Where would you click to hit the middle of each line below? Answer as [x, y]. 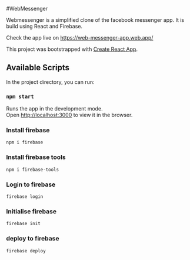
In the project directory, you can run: [50, 82]
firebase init [24, 224]
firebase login [25, 197]
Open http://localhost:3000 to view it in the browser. [69, 115]
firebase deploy [26, 251]
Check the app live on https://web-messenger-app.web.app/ [80, 38]
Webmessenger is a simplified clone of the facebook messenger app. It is [95, 20]
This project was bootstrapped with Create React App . [72, 49]
